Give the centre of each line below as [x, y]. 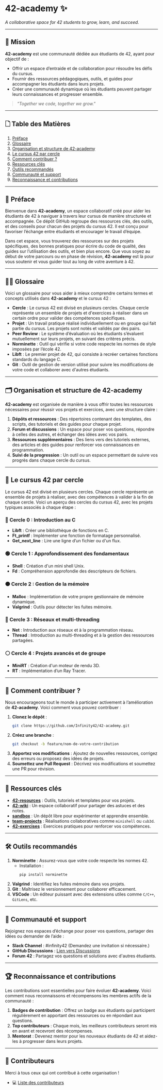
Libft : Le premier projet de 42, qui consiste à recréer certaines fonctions [85, 354]
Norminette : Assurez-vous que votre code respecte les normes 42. [80, 861]
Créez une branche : [33, 735]
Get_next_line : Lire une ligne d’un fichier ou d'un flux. [66, 541]
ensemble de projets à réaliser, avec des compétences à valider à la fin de [79, 497]
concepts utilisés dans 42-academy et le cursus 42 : [58, 298]
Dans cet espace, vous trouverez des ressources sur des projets [70, 241]
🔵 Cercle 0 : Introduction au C [41, 519]
